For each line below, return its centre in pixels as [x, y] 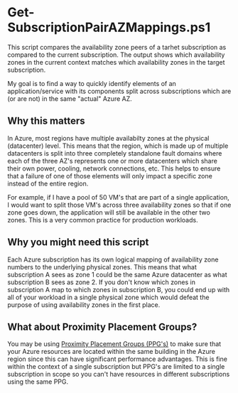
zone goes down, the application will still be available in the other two [109, 212]
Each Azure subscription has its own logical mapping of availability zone [113, 259]
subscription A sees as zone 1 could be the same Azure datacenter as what [117, 274]
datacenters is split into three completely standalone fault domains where [115, 153]
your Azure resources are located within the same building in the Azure [111, 352]
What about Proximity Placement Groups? [102, 327]
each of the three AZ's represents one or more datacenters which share [113, 161]
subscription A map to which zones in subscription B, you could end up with [119, 289]
